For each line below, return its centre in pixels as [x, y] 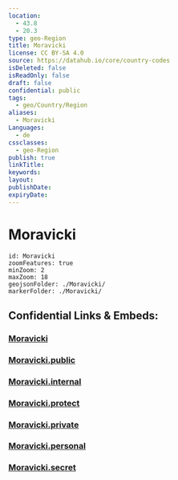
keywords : [25, 173]
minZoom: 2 [26, 270]
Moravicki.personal [47, 446]
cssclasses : [28, 142]
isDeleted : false [37, 68]
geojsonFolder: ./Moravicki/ [57, 284]
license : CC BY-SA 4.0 [46, 53]
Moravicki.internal [45, 381]
